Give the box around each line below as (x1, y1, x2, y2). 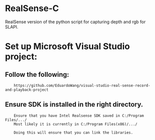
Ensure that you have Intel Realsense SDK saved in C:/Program (14, 113, 144, 118)
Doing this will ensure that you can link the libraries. (14, 130, 133, 135)
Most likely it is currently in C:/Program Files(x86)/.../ (14, 122, 138, 126)
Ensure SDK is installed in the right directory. (5, 100, 143, 109)
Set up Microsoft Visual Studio (5, 41, 130, 52)
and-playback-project (5, 87, 49, 92)
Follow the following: (5, 70, 69, 79)
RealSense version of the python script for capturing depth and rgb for (5, 19, 146, 25)
